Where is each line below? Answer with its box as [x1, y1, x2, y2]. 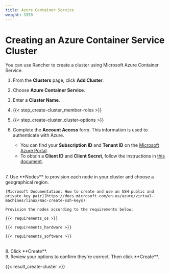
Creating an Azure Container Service [5, 34, 165, 46]
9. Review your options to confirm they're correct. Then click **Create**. [5, 254, 159, 260]
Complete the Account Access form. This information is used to [12, 127, 148, 133]
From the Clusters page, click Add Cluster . [12, 77, 104, 83]
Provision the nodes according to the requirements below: [5, 207, 134, 212]
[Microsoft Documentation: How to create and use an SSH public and [5, 189, 154, 194]
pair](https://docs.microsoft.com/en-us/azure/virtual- [32, 194, 154, 199]
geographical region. [5, 179, 50, 186]
